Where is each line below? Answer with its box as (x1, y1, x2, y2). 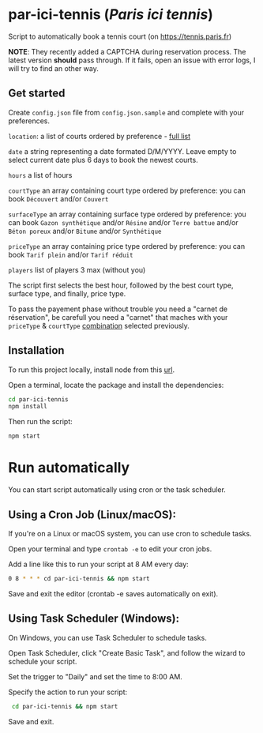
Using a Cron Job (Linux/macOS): (8, 508, 176, 521)
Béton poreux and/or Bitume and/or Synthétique (8, 226, 162, 235)
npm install (8, 403, 47, 411)
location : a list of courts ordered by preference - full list (8, 131, 191, 141)
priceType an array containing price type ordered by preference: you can (8, 241, 246, 250)
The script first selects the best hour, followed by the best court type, (8, 280, 235, 290)
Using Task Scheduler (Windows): (8, 612, 180, 626)
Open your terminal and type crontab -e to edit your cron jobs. (8, 543, 212, 554)
